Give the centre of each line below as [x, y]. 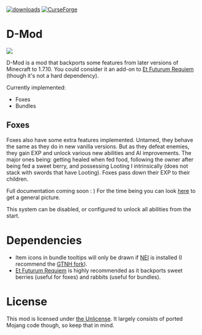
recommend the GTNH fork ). [51, 264]
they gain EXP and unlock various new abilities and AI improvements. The [99, 152]
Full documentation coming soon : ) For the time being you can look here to [101, 190]
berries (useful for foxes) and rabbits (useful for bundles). [88, 277]
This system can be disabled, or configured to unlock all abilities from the [99, 209]
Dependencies [44, 240]
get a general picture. [33, 197]
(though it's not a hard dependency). [53, 75]
